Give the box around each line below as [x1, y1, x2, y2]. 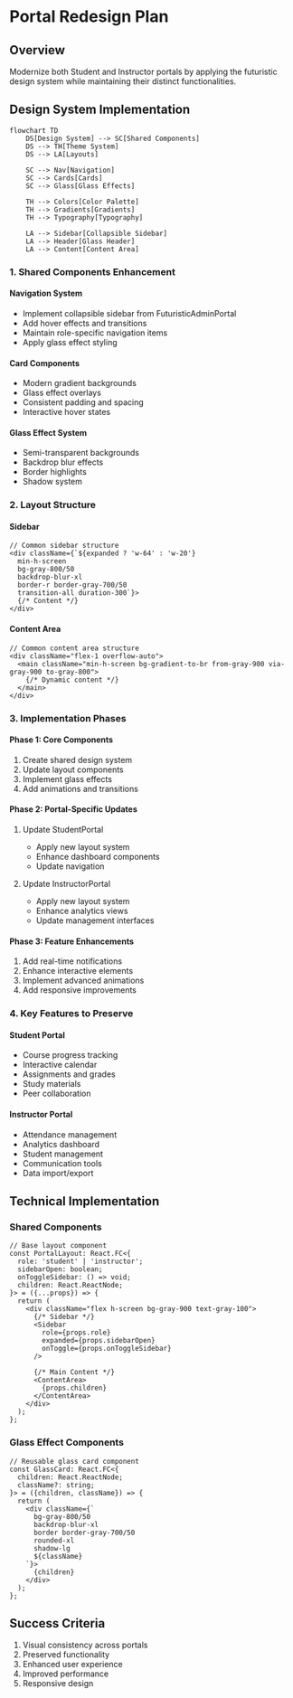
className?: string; [17, 1480, 95, 1489]
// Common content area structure [9, 644, 140, 653]
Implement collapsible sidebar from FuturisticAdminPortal [22, 307, 237, 318]
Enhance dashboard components [35, 852, 160, 862]
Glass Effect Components [9, 1436, 125, 1448]
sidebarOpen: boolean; [17, 1265, 103, 1274]
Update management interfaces [35, 915, 155, 926]
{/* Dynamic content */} [25, 675, 119, 684]
